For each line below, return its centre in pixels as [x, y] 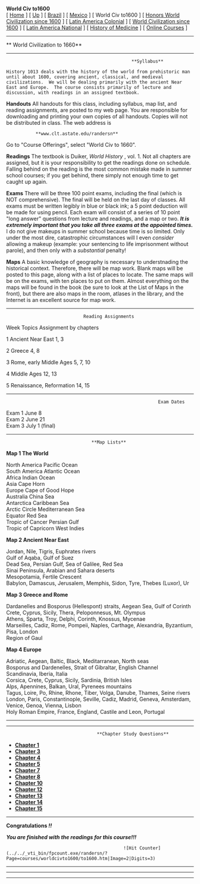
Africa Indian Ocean [31, 478]
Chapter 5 [27, 764]
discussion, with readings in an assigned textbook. [73, 93]
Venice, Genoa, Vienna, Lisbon [44, 706]
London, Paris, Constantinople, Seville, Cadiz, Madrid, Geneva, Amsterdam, [99, 699]
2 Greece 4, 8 [23, 351]
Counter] [150, 848]
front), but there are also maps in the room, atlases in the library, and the [95, 294]
